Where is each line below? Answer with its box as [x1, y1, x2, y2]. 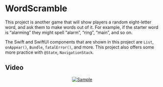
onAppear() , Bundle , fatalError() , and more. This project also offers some [5, 44, 154, 50]
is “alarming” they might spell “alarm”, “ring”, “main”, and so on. [5, 29, 133, 35]
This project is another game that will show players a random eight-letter [5, 19, 152, 25]
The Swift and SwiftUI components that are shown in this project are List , [5, 39, 154, 44]
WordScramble [5, 3, 68, 14]
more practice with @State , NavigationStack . [5, 49, 94, 55]
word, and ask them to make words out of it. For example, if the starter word [5, 24, 159, 30]
